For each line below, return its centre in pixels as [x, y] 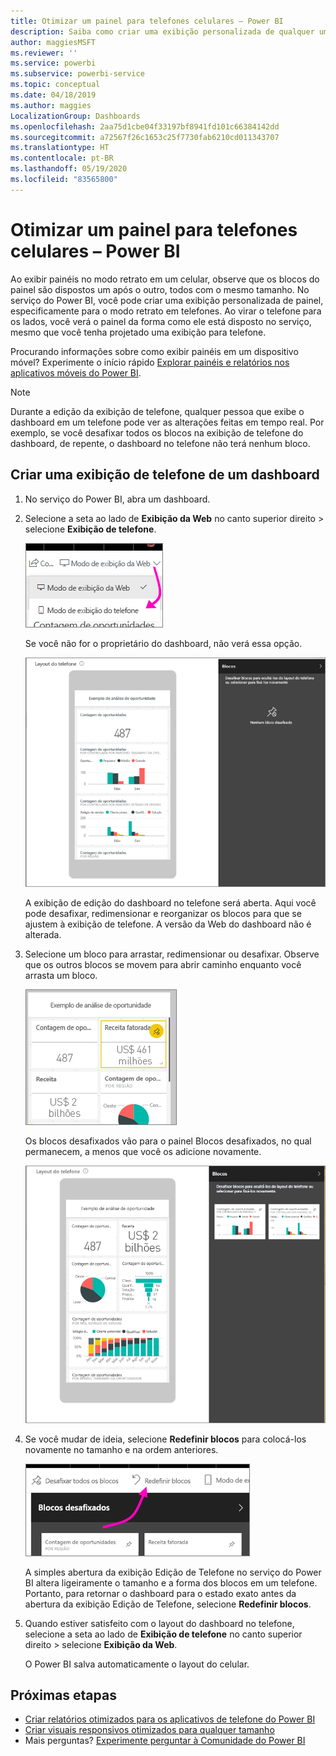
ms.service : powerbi [53, 63]
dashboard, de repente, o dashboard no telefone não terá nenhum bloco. [160, 443]
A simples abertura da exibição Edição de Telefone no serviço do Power [173, 1572]
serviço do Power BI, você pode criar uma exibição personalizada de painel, [167, 300]
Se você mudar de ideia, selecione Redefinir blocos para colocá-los [165, 1439]
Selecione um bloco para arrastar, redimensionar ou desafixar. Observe [172, 954]
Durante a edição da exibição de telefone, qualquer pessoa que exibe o [157, 411]
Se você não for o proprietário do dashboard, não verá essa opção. [163, 643]
